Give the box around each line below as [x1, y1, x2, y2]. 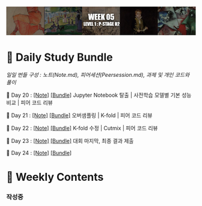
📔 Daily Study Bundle [6, 50, 113, 64]
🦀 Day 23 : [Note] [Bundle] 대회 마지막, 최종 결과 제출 [6, 137, 134, 144]
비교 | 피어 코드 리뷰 [6, 98, 53, 106]
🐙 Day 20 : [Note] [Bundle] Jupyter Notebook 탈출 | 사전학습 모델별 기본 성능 [6, 91, 192, 98]
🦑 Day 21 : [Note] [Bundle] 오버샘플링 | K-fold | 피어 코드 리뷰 [6, 112, 153, 119]
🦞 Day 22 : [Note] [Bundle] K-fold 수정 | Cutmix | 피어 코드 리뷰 [6, 124, 158, 132]
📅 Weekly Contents [6, 170, 104, 184]
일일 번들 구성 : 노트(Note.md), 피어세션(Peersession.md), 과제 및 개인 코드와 [6, 71, 190, 78]
